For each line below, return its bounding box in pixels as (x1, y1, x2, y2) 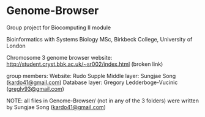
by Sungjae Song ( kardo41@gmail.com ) (6, 103, 106, 110)
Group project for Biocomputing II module (6, 24, 111, 31)
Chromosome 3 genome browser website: (6, 54, 113, 61)
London (6, 42, 26, 49)
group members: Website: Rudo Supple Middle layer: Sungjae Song (6, 72, 176, 79)
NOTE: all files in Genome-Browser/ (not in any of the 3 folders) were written (6, 97, 199, 104)
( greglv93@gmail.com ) (6, 85, 64, 92)
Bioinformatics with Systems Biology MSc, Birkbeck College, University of (6, 35, 193, 43)
